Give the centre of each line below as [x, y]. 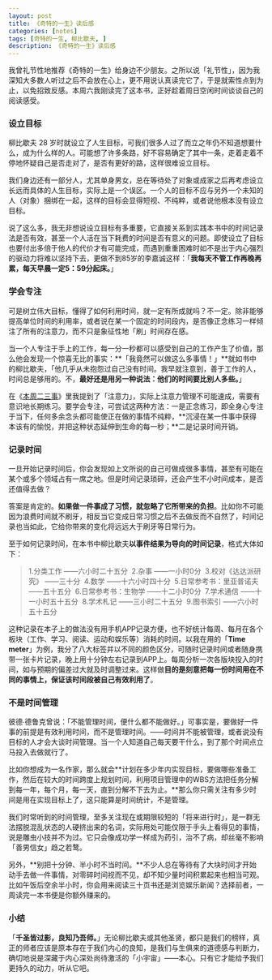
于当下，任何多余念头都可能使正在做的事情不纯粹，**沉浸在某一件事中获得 [133, 416]
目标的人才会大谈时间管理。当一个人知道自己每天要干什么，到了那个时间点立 [136, 742]
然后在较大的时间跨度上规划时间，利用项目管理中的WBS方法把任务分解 [140, 780]
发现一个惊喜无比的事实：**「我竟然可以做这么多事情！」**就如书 [140, 359]
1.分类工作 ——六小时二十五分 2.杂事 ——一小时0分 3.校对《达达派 [141, 571]
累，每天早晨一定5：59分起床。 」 [63, 269]
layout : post [30, 16]
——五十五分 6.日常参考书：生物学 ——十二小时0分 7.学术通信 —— [141, 591]
